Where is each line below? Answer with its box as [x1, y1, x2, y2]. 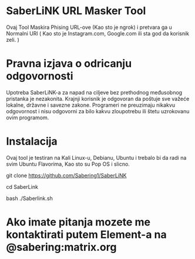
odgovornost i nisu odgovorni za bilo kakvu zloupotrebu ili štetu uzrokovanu [6, 107, 190, 114]
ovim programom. [6, 114, 49, 121]
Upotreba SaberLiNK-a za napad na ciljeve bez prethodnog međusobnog [6, 88, 183, 96]
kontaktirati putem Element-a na [6, 228, 167, 241]
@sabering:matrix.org [6, 241, 117, 254]
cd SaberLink [6, 183, 38, 190]
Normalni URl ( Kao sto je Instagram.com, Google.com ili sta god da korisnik [6, 29, 190, 37]
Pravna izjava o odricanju [6, 57, 132, 70]
